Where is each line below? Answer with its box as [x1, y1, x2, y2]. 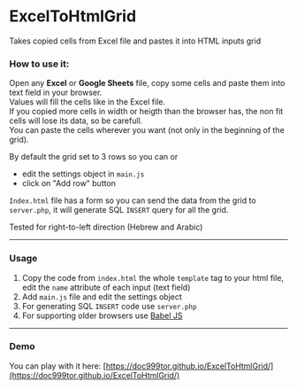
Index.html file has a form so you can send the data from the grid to [9, 195, 256, 206]
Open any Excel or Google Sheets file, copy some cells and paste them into [9, 78, 286, 89]
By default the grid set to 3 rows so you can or [9, 152, 179, 162]
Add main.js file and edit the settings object [21, 291, 183, 302]
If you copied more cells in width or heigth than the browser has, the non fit [9, 106, 284, 117]
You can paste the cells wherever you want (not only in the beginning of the [9, 125, 285, 136]
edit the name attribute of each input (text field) [21, 282, 191, 292]
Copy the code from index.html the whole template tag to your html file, [21, 272, 285, 283]
